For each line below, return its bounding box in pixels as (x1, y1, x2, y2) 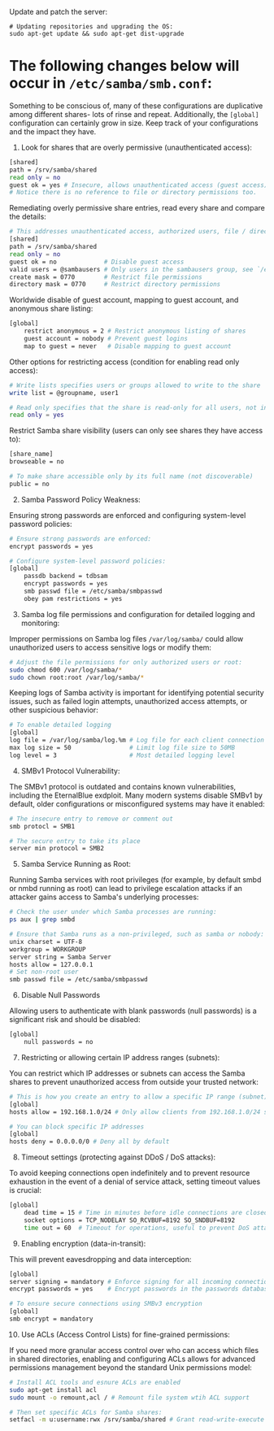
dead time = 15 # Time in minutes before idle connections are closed (24, 1209, 268, 1217)
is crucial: (9, 1185, 41, 1195)
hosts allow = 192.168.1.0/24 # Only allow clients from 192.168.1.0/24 (9, 1107, 261, 1116)
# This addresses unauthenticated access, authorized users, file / (9, 228, 246, 236)
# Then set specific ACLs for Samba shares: (9, 1408, 163, 1416)
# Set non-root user (9, 968, 80, 976)
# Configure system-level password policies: (9, 557, 166, 565)
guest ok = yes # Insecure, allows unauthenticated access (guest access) (9, 181, 268, 189)
